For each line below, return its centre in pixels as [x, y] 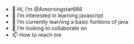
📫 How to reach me [36, 35]
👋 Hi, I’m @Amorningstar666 [47, 9]
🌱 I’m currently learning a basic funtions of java [70, 22]
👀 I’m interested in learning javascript [57, 15]
